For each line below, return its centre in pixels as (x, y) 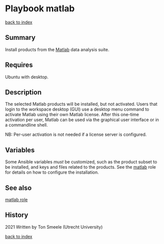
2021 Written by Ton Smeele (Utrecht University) (54, 227)
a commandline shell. (26, 125)
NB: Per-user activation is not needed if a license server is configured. (76, 135)
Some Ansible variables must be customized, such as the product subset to (81, 162)
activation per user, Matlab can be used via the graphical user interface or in (82, 120)
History (17, 215)
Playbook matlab (40, 9)
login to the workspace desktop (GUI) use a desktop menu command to (77, 109)
